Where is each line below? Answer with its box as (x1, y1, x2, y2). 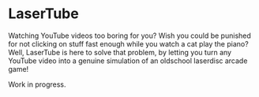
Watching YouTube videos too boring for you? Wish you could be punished (8, 31, 251, 40)
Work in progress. (8, 80, 66, 89)
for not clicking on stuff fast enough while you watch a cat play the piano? (8, 39, 249, 48)
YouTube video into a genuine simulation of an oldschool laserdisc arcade (8, 56, 248, 65)
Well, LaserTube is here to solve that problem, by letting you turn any (8, 47, 231, 57)
